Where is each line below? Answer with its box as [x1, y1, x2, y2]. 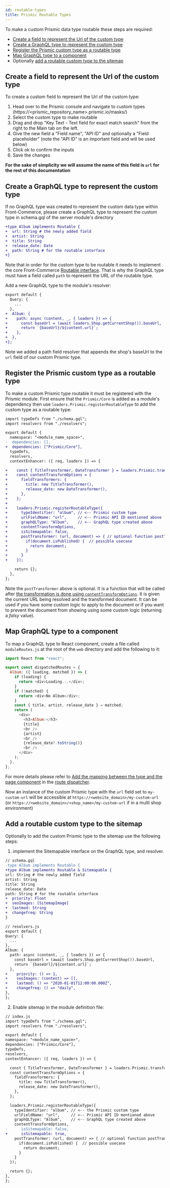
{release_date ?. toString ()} [23, 741, 82, 746]
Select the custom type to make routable [12, 114, 98, 120]
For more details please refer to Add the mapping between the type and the [5, 773, 163, 779]
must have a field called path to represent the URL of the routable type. [5, 272, 153, 279]
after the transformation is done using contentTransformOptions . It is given [5, 591, 160, 597]
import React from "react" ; [5, 656, 65, 661]
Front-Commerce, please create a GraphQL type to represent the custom [5, 209, 158, 215]
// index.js [5, 1014, 30, 1019]
